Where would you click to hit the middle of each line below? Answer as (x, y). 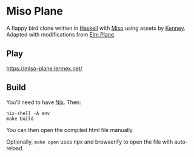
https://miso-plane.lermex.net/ (45, 68)
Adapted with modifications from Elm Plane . (61, 34)
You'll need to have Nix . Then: (44, 102)
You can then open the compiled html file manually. (70, 130)
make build (20, 119)
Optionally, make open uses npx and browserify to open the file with (90, 142)
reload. (15, 148)
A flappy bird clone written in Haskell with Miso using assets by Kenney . (96, 28)
